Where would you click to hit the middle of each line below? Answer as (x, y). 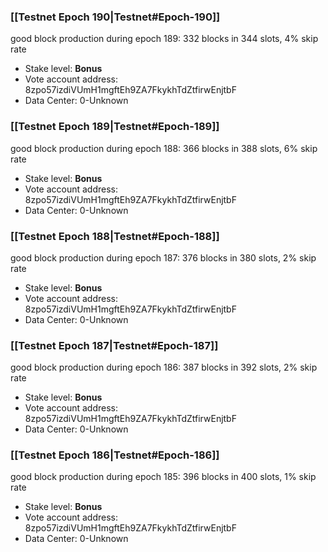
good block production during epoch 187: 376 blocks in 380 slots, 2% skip (163, 257)
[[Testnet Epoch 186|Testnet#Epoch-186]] (115, 455)
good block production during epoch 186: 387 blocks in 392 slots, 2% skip (164, 367)
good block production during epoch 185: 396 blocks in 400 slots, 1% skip (163, 477)
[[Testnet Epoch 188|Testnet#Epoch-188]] (115, 236)
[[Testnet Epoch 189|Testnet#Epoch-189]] (115, 127)
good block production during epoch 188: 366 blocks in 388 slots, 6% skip (164, 148)
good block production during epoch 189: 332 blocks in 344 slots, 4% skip (164, 39)
